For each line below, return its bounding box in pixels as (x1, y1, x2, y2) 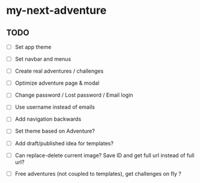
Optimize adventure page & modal (14, 79, 100, 87)
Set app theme (14, 43, 52, 50)
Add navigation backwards (14, 115, 82, 123)
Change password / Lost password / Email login (14, 91, 133, 99)
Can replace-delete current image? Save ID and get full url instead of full (14, 151, 195, 159)
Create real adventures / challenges (14, 67, 104, 75)
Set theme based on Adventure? (14, 127, 95, 135)
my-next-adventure (6, 4, 107, 17)
